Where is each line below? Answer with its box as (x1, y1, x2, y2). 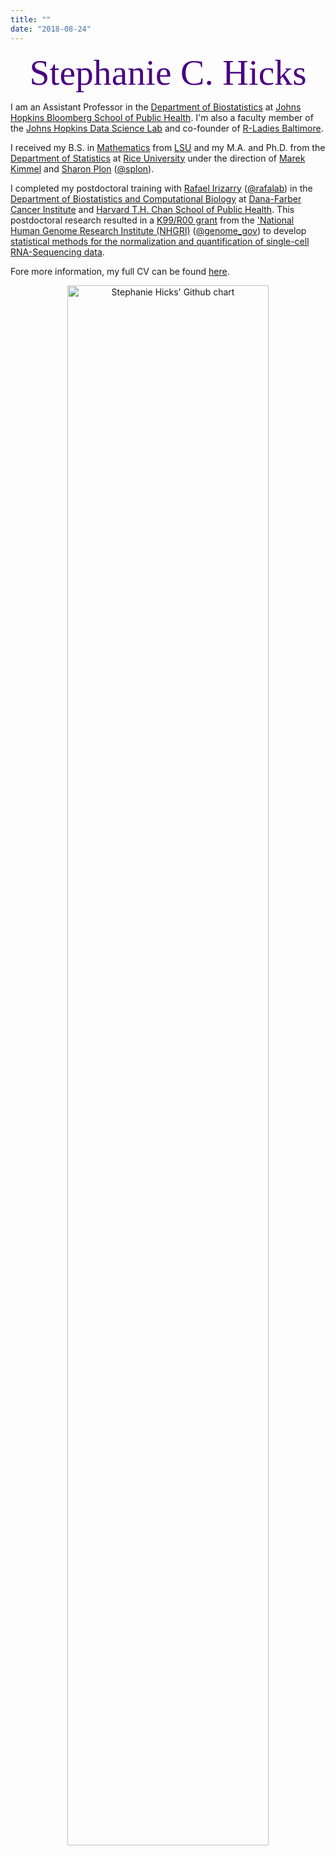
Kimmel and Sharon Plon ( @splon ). (10, 162, 155, 175)
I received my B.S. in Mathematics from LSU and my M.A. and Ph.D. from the (10, 141, 326, 153)
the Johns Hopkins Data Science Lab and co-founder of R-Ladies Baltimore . (10, 122, 324, 134)
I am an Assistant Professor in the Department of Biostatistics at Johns (10, 101, 302, 113)
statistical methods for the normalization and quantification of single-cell (10, 235, 310, 247)
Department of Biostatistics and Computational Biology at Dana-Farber (10, 192, 302, 205)
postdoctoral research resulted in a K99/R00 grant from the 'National (10, 214, 295, 226)
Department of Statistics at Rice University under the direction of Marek (10, 152, 306, 164)
